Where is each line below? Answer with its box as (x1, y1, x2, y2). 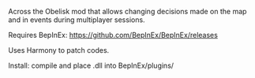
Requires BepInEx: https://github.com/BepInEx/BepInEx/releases (8, 31, 219, 39)
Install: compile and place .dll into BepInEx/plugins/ (8, 61, 174, 70)
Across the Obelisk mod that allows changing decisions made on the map (8, 7, 247, 16)
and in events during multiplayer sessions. (8, 15, 145, 24)
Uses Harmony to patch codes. (8, 46, 110, 54)
